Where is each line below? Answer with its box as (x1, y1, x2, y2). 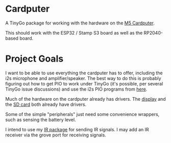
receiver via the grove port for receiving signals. (5, 132, 106, 138)
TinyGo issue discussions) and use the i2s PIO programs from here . (5, 86, 148, 92)
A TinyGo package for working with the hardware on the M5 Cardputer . (5, 20, 155, 26)
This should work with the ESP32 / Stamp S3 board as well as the (5, 30, 143, 36)
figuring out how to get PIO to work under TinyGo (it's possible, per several (5, 80, 163, 87)
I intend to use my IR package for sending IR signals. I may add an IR (5, 126, 149, 132)
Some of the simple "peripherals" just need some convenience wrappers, (5, 111, 160, 117)
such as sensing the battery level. (5, 117, 76, 123)
